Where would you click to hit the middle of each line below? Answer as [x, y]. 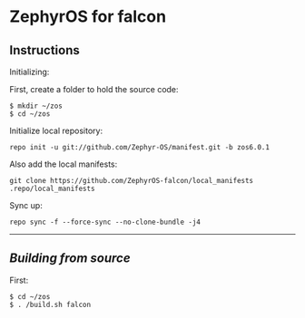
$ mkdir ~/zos [36, 106]
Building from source [70, 259]
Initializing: [30, 72]
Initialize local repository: [56, 130]
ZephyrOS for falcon [88, 17]
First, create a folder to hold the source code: [94, 89]
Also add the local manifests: [64, 164]
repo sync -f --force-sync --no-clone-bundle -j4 [105, 222]
